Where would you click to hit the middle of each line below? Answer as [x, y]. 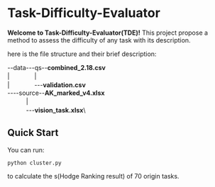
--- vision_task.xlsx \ [56, 110]
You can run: [26, 149]
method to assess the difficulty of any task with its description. [99, 40]
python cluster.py [34, 163]
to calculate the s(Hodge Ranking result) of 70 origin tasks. [93, 176]
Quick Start [33, 133]
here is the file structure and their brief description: [82, 54]
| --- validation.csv [47, 85]
